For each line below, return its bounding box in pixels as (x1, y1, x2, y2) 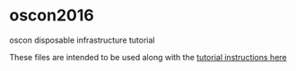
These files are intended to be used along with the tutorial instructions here (9, 51, 287, 62)
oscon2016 (9, 5, 94, 26)
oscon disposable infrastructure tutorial (9, 35, 155, 45)
